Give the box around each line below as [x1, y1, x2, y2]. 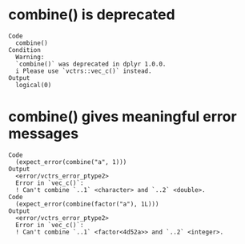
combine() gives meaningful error [8, 108, 238, 126]
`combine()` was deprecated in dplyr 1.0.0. [15, 60, 167, 68]
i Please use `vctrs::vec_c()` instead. [15, 66, 152, 75]
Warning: [15, 53, 45, 61]
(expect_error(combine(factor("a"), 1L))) [15, 200, 159, 208]
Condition [8, 46, 42, 54]
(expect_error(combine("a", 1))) [15, 158, 127, 166]
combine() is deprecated [8, 6, 175, 24]
